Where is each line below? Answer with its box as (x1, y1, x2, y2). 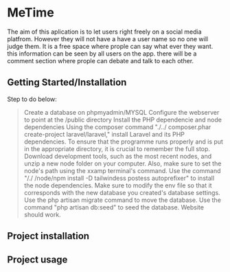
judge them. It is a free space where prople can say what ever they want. (7, 42, 214, 50)
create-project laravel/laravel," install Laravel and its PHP (23, 130, 185, 138)
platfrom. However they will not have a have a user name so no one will (7, 34, 208, 43)
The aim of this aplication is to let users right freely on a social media (7, 27, 202, 36)
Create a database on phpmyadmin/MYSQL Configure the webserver (23, 108, 220, 116)
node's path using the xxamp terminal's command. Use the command (23, 166, 221, 174)
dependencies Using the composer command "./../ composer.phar (23, 122, 211, 131)
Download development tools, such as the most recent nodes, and (23, 152, 212, 160)
